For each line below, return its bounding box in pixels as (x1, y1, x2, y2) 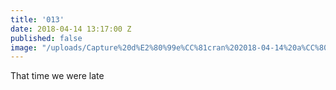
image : (10, 42, 38, 53)
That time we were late (10, 70, 105, 82)
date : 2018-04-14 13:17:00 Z (10, 24, 132, 34)
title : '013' (10, 14, 65, 25)
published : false (10, 33, 83, 43)
